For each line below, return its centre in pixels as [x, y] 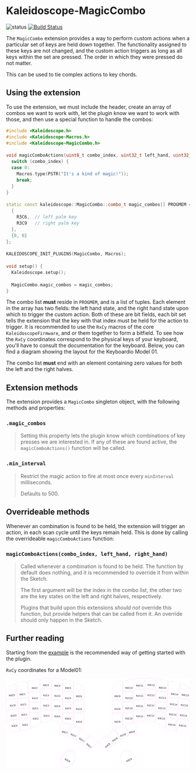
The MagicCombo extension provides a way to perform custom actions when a [98, 38]
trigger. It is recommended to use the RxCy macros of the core [80, 327]
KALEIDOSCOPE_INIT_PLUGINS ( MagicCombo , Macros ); [66, 254]
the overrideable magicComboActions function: [60, 538]
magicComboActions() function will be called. [73, 448]
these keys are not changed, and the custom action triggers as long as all [94, 50]
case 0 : [21, 168]
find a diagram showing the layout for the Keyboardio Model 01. [82, 352]
